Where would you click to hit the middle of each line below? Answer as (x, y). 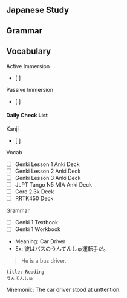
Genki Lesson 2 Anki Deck (48, 171)
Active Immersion (28, 66)
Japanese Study (38, 10)
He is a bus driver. (44, 261)
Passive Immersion (30, 89)
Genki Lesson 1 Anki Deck (47, 164)
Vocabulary (29, 51)
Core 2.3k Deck (34, 192)
